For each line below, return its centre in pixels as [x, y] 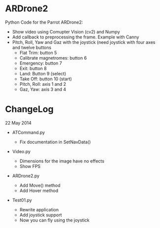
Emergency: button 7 [41, 63]
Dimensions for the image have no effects [62, 161]
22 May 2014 [18, 123]
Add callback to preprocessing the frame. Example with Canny [76, 37]
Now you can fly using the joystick [54, 220]
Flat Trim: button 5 [38, 53]
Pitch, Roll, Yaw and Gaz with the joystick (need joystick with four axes [84, 42]
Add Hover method [39, 191]
